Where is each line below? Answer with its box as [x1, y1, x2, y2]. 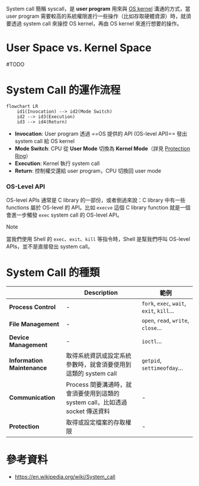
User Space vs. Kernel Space [6, 41, 152, 55]
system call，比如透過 [66, 398, 127, 406]
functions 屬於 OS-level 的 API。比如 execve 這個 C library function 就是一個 [6, 204, 191, 211]
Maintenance [9, 364, 47, 372]
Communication [9, 393, 55, 402]
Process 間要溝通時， [66, 380, 126, 389]
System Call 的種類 [6, 266, 100, 279]
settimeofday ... [142, 364, 184, 372]
